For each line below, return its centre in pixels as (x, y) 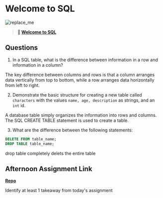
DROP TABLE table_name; (30, 144)
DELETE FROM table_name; (31, 139)
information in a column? (38, 65)
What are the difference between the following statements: (73, 130)
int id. (19, 105)
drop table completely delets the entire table (50, 153)
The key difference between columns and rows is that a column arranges (80, 75)
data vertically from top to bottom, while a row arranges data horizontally (80, 80)
